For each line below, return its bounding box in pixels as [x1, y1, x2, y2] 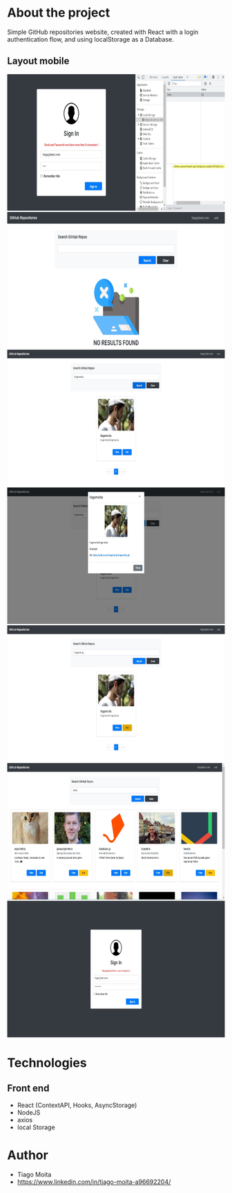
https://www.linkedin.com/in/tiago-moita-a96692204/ [17, 1177, 171, 1186]
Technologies [7, 1055, 88, 1070]
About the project [7, 5, 110, 21]
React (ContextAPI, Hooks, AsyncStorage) [17, 1101, 137, 1109]
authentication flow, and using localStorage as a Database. [7, 35, 175, 43]
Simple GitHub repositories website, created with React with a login [7, 28, 199, 36]
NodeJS [17, 1108, 41, 1117]
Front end [7, 1083, 50, 1095]
